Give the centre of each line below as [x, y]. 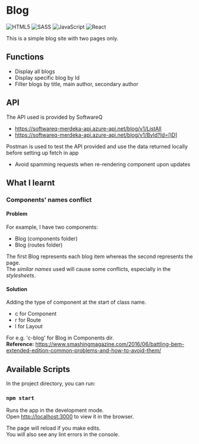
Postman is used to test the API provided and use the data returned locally [97, 146]
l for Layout [29, 326]
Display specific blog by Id [47, 77]
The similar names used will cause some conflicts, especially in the [89, 269]
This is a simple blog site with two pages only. [62, 38]
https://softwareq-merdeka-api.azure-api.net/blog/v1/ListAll [88, 128]
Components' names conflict [49, 200]
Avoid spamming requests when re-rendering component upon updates [102, 164]
